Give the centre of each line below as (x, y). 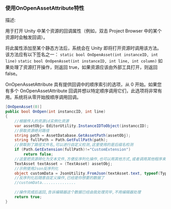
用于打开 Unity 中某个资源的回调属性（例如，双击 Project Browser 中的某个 (83, 31)
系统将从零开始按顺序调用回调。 (48, 97)
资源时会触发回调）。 (26, 37)
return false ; (38, 154)
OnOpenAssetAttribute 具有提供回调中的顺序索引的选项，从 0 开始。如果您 (83, 85)
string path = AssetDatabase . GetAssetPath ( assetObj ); (73, 135)
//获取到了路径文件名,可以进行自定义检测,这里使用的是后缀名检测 (74, 145)
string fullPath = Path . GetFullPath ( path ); (61, 140)
